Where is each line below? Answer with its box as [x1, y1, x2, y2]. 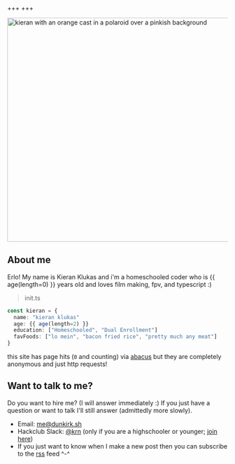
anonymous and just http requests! [7, 360, 108, 368]
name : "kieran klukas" [13, 314, 80, 321]
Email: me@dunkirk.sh [17, 419, 83, 428]
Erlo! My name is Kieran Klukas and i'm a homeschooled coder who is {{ [7, 272, 215, 281]
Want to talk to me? [7, 380, 93, 392]
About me [7, 254, 51, 266]
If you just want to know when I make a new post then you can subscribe [17, 442, 228, 450]
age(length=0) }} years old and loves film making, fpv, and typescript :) [7, 280, 212, 288]
